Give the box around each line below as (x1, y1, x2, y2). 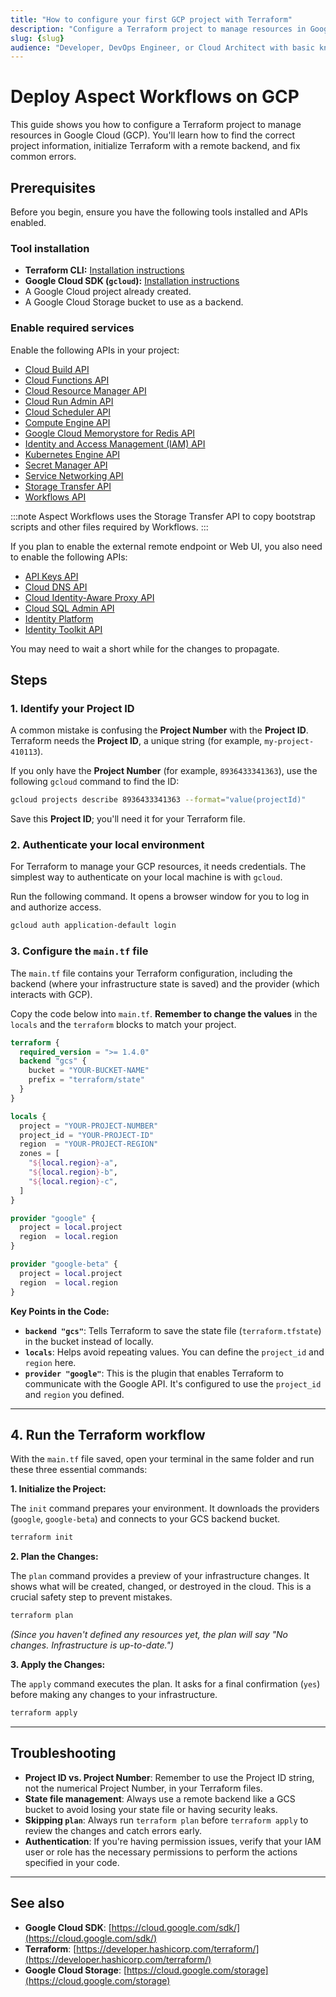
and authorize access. (10, 901, 102, 913)
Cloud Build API (24, 363, 90, 375)
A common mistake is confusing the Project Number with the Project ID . (10, 724, 309, 736)
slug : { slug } (10, 33, 65, 43)
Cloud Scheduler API (24, 406, 111, 418)
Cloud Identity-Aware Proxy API (24, 591, 155, 603)
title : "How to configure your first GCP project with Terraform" (10, 14, 293, 25)
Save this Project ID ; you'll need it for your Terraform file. (10, 813, 246, 825)
